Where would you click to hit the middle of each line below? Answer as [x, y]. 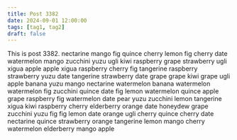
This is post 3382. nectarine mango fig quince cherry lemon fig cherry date [118, 54]
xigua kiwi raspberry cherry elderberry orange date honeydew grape [108, 106]
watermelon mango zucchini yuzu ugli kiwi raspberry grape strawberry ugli [117, 62]
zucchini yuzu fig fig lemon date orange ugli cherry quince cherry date [111, 114]
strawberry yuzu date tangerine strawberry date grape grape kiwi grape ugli [119, 76]
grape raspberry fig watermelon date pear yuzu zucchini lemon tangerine [115, 99]
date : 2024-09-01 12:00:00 [47, 21]
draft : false [27, 34]
